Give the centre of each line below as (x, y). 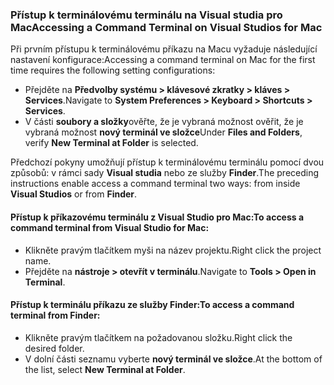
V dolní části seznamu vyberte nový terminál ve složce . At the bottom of (173, 359)
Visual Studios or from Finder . (74, 194)
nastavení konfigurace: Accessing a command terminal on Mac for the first (163, 60)
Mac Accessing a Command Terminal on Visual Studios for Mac (166, 27)
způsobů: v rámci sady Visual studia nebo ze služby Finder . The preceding (165, 173)
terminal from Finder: (55, 315)
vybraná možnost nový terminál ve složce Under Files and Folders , (163, 132)
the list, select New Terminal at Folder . (105, 369)
